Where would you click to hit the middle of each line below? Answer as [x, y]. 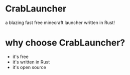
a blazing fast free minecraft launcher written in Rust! [60, 22]
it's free [20, 56]
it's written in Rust [31, 62]
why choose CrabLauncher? [65, 43]
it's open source [29, 67]
